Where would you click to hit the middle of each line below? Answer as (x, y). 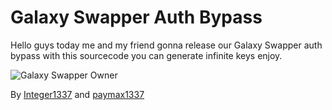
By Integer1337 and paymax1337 (77, 94)
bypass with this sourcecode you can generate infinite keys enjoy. (146, 55)
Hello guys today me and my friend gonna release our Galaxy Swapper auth (166, 45)
